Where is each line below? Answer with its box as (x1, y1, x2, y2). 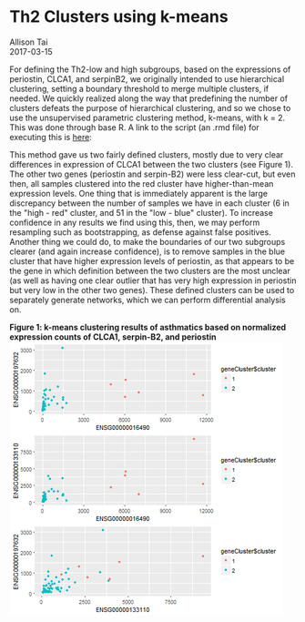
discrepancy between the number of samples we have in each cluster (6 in (9, 198, 290, 209)
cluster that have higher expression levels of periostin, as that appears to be (9, 255, 295, 266)
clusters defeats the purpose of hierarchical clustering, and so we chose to (9, 102, 291, 113)
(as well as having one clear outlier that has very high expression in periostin (9, 275, 297, 286)
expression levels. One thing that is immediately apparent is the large (9, 188, 269, 199)
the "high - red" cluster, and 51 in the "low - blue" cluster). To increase (9, 207, 273, 218)
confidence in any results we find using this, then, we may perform (9, 217, 260, 228)
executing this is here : (9, 131, 93, 142)
